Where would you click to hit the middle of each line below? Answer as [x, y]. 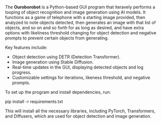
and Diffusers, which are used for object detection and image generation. [78, 116]
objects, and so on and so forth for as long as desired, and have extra [74, 28]
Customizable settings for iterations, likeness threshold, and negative [81, 78]
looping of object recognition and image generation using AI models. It [75, 12]
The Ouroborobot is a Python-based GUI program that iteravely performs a [80, 7]
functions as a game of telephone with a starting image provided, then [75, 17]
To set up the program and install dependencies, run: [58, 92]
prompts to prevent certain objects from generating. [57, 38]
